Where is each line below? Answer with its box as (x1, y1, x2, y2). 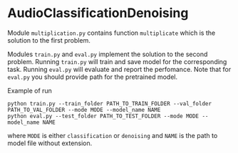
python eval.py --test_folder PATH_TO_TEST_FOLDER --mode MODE (7, 112, 200, 120)
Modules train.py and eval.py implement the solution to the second (7, 50, 208, 58)
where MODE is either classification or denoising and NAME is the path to (7, 131, 218, 139)
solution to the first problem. (7, 36, 90, 44)
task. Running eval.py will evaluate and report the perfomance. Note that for (7, 65, 232, 73)
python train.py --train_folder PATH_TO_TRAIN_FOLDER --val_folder (7, 100, 212, 107)
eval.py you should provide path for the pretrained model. (7, 73, 178, 81)
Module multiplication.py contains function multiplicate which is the (7, 28, 216, 37)
